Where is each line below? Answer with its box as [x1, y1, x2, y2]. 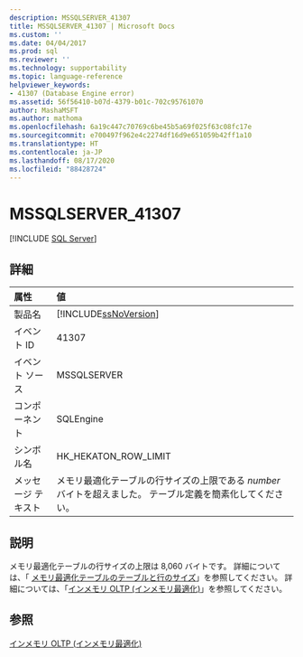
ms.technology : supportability [9, 64, 127, 73]
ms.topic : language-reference [9, 72, 124, 81]
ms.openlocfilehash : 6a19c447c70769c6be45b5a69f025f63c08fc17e [9, 123, 252, 132]
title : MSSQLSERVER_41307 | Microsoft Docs [9, 22, 176, 31]
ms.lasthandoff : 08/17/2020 [9, 155, 115, 165]
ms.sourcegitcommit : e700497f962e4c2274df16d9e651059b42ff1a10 [9, 131, 252, 140]
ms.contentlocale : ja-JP [9, 147, 103, 156]
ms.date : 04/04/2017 [9, 38, 87, 48]
